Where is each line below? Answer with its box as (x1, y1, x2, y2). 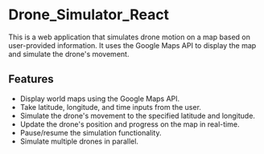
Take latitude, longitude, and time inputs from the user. (19, 102, 201, 111)
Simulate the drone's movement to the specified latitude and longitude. (19, 111, 256, 120)
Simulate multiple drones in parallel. (19, 136, 139, 146)
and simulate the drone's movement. (8, 49, 130, 59)
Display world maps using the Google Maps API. (19, 94, 180, 103)
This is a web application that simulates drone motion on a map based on (8, 32, 251, 42)
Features (8, 72, 54, 86)
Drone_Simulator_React (8, 6, 170, 24)
